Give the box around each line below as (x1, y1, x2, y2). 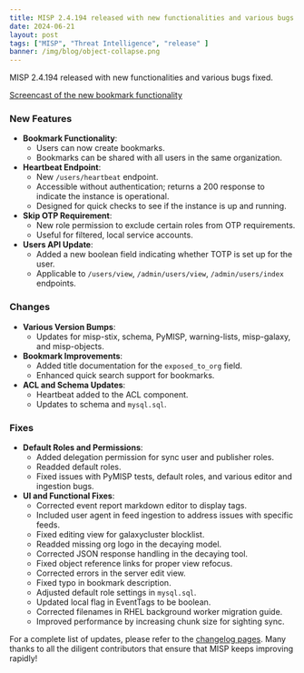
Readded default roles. (35, 461, 122, 473)
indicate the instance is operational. (35, 191, 170, 202)
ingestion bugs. (35, 481, 94, 492)
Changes (9, 301, 51, 314)
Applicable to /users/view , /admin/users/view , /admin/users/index (35, 268, 284, 279)
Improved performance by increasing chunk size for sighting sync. (35, 616, 285, 628)
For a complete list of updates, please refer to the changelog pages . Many (9, 634, 287, 645)
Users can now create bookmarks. (35, 143, 165, 154)
